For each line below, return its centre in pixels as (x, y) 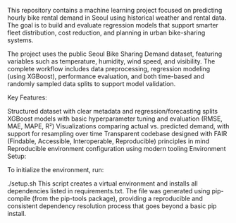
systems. (20, 40)
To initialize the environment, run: (56, 170)
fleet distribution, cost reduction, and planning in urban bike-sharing (106, 32)
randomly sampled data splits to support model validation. (92, 84)
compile (19, 198)
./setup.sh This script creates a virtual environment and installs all (103, 183)
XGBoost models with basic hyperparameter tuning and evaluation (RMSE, (115, 119)
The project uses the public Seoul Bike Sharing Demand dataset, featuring (115, 54)
